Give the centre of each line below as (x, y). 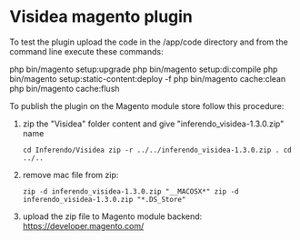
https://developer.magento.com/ (83, 225)
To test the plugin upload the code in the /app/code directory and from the (149, 42)
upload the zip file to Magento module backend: (112, 216)
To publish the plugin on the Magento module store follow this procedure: (147, 105)
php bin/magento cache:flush (65, 88)
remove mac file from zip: (70, 175)
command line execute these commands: (86, 51)
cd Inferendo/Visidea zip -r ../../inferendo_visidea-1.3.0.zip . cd (157, 150)
